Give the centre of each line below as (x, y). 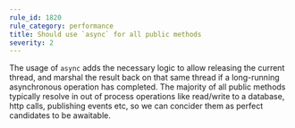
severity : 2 (31, 43)
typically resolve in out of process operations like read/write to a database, (147, 97)
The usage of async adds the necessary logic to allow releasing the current (147, 68)
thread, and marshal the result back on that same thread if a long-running (144, 78)
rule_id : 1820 (36, 17)
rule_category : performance (62, 26)
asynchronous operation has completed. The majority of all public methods (147, 87)
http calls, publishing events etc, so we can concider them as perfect (136, 106)
